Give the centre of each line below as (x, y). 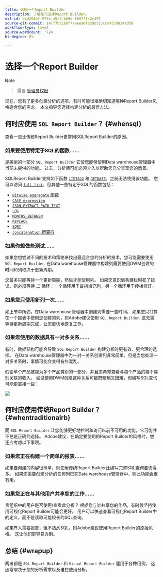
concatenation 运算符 (33, 232)
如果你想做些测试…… (30, 246)
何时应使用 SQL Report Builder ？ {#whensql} (73, 124)
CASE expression (28, 200)
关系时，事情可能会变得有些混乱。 (47, 361)
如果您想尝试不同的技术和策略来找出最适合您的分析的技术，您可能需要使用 (79, 258)
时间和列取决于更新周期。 (31, 270)
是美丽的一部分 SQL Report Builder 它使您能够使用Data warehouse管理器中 (81, 162)
